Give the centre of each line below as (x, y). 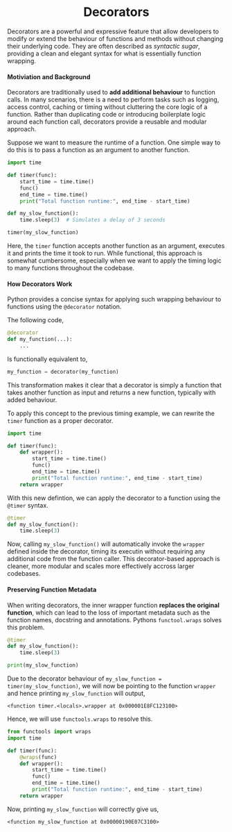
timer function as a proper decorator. (60, 420)
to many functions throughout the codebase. (71, 268)
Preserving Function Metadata (52, 589)
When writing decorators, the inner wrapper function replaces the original (114, 605)
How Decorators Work (40, 284)
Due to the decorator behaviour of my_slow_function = (84, 679)
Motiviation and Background (49, 76)
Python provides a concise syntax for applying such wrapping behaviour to (114, 299)
